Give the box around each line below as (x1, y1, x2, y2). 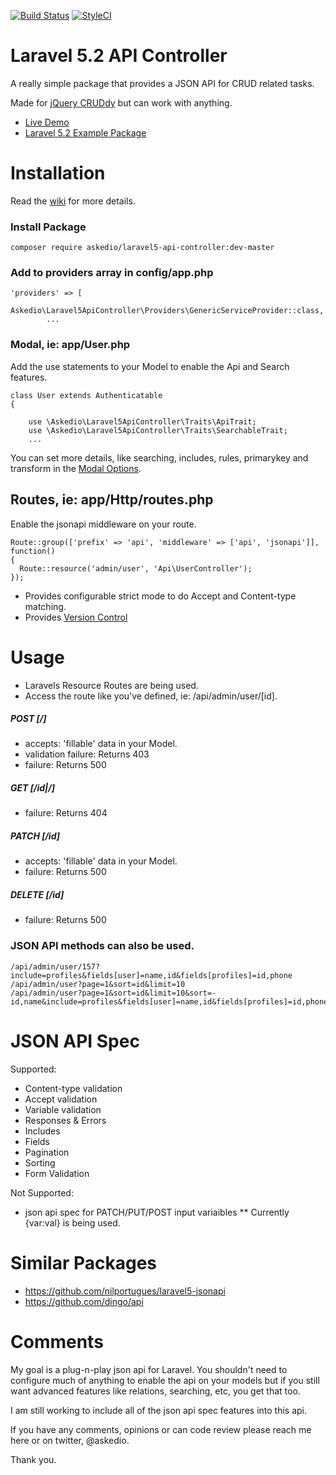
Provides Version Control (24, 611, 128, 623)
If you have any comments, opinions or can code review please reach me (10, 1423, 312, 1435)
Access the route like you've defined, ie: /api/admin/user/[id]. (24, 690, 278, 702)
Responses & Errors (24, 1114, 107, 1126)
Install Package (10, 220, 87, 234)
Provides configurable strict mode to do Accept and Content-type (24, 590, 297, 602)
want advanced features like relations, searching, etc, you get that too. (10, 1385, 301, 1397)
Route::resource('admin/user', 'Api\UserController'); (19, 563, 253, 574)
